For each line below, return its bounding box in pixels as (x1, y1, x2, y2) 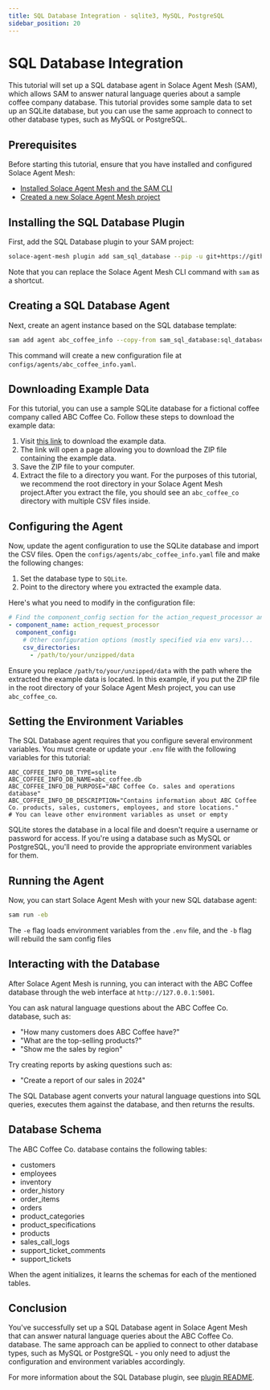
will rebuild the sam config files (8, 934, 112, 943)
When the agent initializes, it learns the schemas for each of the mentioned (8, 1269, 257, 1279)
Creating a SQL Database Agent (8, 299, 170, 312)
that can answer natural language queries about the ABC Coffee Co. (8, 1331, 234, 1341)
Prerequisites (8, 138, 77, 151)
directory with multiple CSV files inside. (19, 496, 151, 506)
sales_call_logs (19, 1237, 70, 1247)
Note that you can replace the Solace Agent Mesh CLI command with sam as (8, 267, 260, 276)
